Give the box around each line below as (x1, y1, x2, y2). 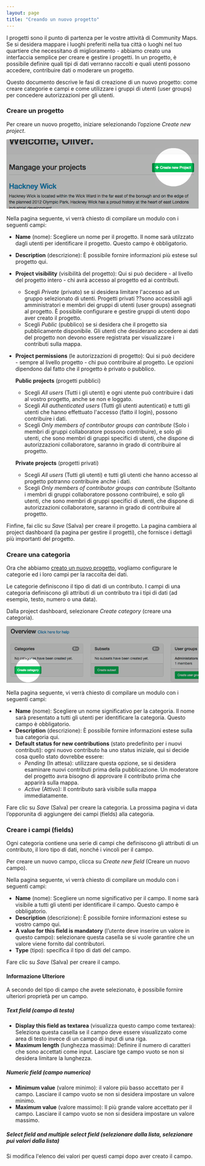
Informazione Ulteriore (6, 972, 65, 980)
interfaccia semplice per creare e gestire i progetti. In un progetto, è (6, 53, 177, 61)
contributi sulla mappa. (24, 340, 82, 347)
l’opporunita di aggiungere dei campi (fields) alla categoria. (6, 810, 154, 818)
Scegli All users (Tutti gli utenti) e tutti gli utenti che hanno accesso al (24, 471, 198, 478)
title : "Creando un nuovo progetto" (6, 16, 99, 23)
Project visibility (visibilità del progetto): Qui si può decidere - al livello (15, 269, 193, 277)
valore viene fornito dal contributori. (15, 940, 106, 947)
